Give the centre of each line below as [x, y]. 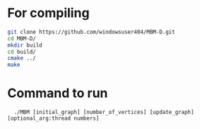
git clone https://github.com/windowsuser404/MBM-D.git [91, 32]
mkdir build [25, 45]
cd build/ [22, 52]
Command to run [58, 93]
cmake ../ [22, 58]
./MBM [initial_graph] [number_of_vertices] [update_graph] [104, 112]
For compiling [48, 13]
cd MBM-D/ [22, 38]
